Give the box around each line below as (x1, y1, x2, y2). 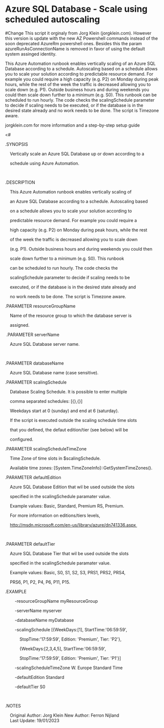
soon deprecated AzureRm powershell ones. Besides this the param (5, 40, 142, 46)
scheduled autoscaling (5, 14, 100, 25)
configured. (9, 436, 33, 442)
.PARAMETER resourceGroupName (5, 303, 76, 309)
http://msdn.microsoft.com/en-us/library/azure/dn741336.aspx (9, 522, 136, 528)
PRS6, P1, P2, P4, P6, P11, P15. (9, 579, 70, 585)
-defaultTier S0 (14, 684, 46, 690)
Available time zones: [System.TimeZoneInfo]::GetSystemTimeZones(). (9, 465, 153, 471)
